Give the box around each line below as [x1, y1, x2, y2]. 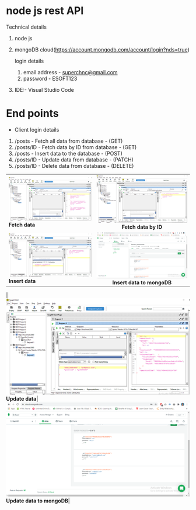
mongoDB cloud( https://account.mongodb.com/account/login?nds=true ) [14, 46, 190, 53]
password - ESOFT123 [23, 75, 78, 82]
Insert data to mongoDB [112, 279, 172, 286]
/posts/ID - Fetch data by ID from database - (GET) [14, 143, 137, 150]
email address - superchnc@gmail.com [23, 68, 118, 75]
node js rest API [6, 4, 84, 18]
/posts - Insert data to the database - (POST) [14, 150, 123, 157]
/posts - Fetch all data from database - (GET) [14, 137, 123, 144]
